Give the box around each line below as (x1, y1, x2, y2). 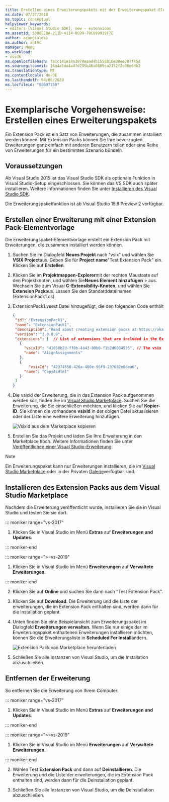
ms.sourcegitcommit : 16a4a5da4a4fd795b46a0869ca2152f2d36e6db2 (5, 63, 141, 68)
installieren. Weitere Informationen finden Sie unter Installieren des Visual (5, 186, 157, 192)
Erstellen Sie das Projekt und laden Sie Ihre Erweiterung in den (12, 433, 142, 439)
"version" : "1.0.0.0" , (15, 331, 63, 337)
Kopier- (144, 403, 160, 409)
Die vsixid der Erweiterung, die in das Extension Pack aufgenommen (12, 392, 154, 398)
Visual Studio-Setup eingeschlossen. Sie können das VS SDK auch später (5, 181, 158, 187)
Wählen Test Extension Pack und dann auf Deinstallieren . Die (12, 766, 142, 772)
